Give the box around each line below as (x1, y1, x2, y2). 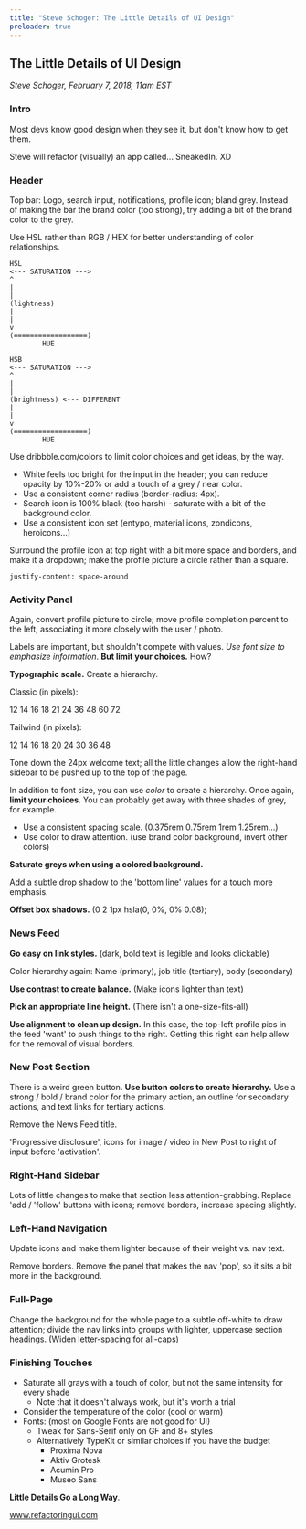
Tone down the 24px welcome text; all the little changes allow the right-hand (9, 758, 298, 769)
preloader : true (9, 22, 71, 31)
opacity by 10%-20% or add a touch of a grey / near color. (22, 478, 243, 489)
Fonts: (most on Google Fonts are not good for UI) (22, 1416, 211, 1427)
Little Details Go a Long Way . (9, 1492, 121, 1502)
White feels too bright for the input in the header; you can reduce (22, 468, 268, 480)
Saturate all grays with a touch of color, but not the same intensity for (22, 1376, 283, 1387)
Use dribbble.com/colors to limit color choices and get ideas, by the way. (9, 451, 285, 462)
